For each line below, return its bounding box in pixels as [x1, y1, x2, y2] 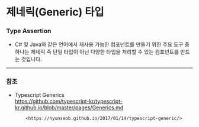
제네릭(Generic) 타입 [6, 5, 104, 19]
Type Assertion [6, 27, 52, 35]
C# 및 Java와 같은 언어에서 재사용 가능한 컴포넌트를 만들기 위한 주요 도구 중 [14, 41, 190, 48]
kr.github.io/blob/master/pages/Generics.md [14, 104, 124, 111]
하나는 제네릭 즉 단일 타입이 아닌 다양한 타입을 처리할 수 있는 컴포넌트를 [14, 48, 179, 56]
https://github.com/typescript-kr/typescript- [14, 97, 123, 105]
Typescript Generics [14, 91, 65, 98]
